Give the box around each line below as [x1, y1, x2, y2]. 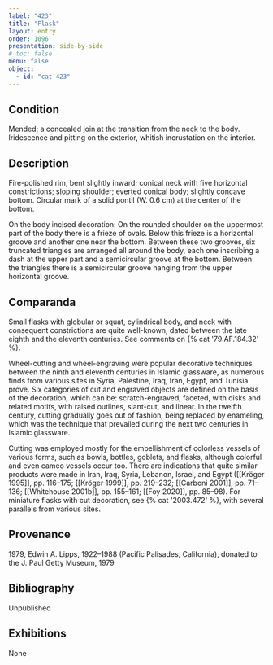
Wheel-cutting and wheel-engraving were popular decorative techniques [8, 359, 253, 369]
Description [8, 156, 69, 170]
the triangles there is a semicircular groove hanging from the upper [8, 263, 233, 273]
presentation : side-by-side [8, 42, 104, 50]
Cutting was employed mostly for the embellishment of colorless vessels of [8, 444, 261, 453]
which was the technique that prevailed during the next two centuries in [8, 419, 249, 429]
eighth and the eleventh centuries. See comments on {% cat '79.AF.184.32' [8, 335, 259, 344]
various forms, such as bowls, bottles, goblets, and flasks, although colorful [8, 453, 262, 462]
